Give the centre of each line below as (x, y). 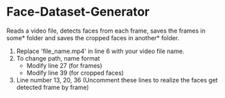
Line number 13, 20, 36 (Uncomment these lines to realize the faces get (117, 80)
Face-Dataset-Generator (78, 12)
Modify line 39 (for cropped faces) (75, 73)
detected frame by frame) (53, 87)
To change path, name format (58, 58)
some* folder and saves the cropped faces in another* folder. (93, 37)
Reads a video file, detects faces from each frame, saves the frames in (106, 31)
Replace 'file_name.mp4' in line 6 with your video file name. (100, 51)
